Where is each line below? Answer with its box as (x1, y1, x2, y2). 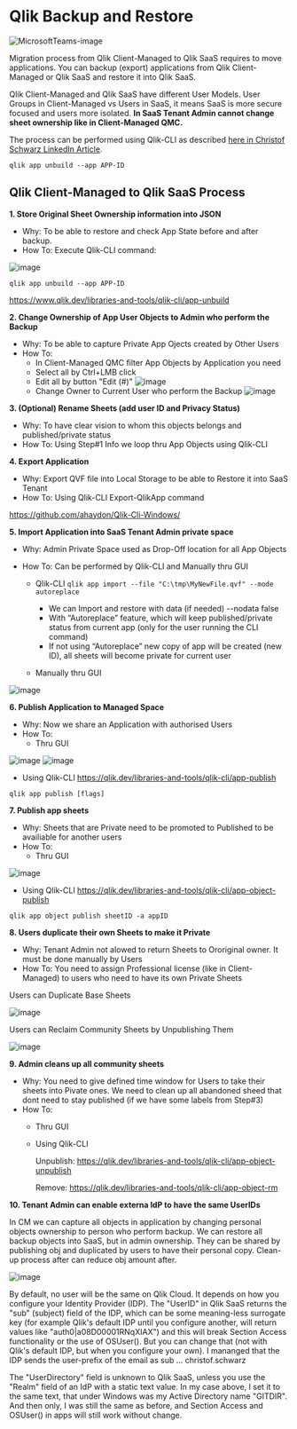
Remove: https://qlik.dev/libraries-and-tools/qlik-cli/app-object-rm (35, 1182, 278, 1193)
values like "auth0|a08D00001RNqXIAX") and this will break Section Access (9, 1326, 287, 1337)
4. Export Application (9, 455, 90, 467)
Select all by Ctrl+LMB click (35, 367, 137, 377)
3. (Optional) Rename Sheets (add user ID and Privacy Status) (9, 402, 241, 414)
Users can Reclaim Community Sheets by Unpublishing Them (9, 1023, 234, 1035)
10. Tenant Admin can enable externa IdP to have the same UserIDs (9, 1199, 262, 1210)
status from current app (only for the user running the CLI (48, 621, 259, 632)
